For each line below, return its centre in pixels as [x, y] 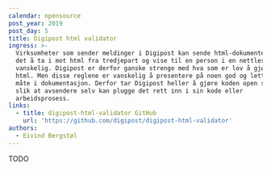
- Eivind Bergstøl [47, 135]
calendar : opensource [45, 16]
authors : [23, 128]
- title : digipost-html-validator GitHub [86, 114]
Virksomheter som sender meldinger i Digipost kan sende [113, 53]
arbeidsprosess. [43, 98]
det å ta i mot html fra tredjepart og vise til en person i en [126, 61]
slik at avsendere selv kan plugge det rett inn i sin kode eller [129, 91]
